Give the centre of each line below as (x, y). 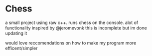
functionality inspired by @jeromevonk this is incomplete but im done (76, 27)
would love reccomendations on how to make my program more (71, 42)
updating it (16, 33)
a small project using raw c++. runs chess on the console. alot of (72, 22)
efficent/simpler (21, 48)
